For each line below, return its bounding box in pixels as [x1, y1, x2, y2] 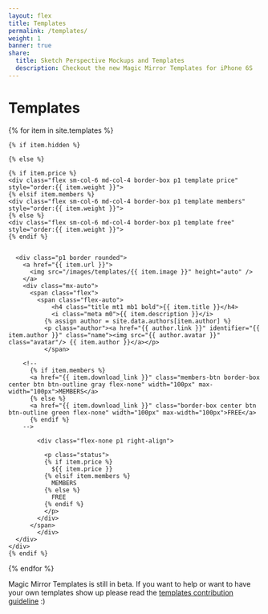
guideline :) [8, 596, 46, 606]
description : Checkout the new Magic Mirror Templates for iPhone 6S [15, 64, 253, 72]
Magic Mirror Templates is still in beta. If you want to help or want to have [8, 579, 251, 588]
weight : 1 [8, 34, 42, 43]
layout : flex [8, 11, 52, 20]
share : [8, 49, 30, 57]
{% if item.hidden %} [8, 141, 81, 149]
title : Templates [8, 19, 67, 27]
